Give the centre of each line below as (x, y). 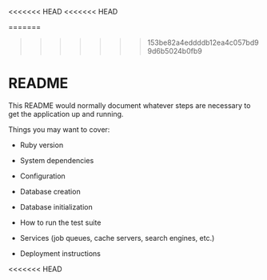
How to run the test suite (60, 222)
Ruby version (42, 145)
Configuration (42, 176)
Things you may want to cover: (59, 129)
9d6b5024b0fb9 (175, 51)
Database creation (50, 191)
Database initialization (56, 206)
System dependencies (57, 160)
